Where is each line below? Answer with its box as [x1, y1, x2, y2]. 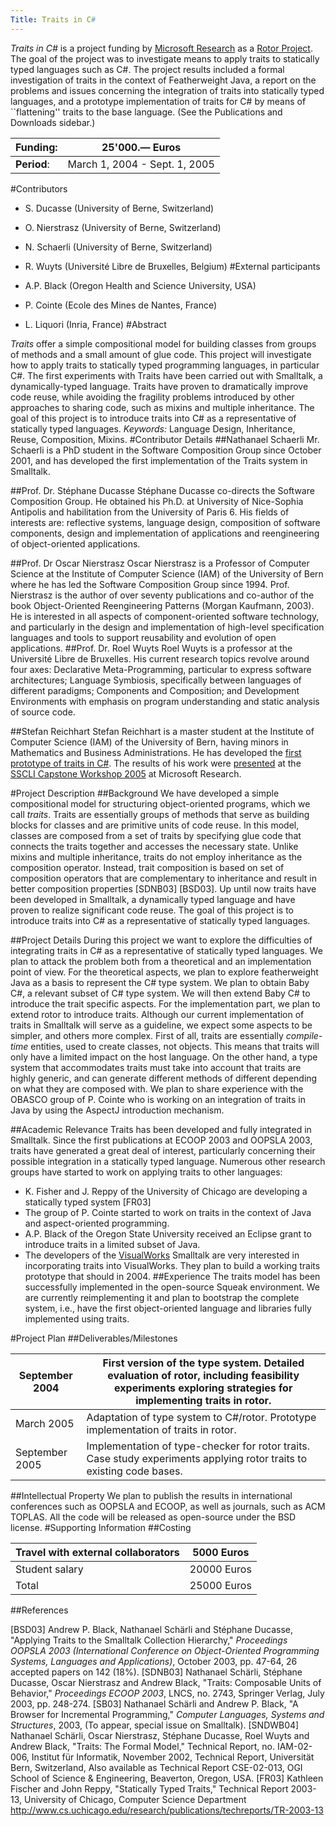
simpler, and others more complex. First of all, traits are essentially [10, 1029, 284, 1041]
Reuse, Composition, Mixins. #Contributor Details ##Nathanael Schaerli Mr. [10, 433, 320, 445]
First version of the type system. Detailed [102, 1356, 305, 1370]
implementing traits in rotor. [135, 1393, 272, 1407]
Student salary [15, 1562, 84, 1576]
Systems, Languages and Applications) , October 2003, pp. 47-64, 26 [10, 1655, 298, 1667]
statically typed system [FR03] [24, 1196, 152, 1208]
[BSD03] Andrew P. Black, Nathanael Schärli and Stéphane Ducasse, [10, 1623, 293, 1635]
